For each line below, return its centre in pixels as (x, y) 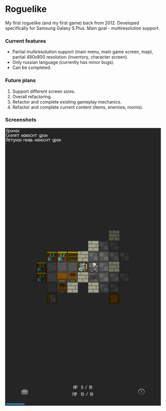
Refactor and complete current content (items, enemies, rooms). (78, 107)
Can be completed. (32, 67)
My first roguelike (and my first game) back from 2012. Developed (72, 23)
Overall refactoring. (32, 96)
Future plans (21, 80)
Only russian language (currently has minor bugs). (63, 62)
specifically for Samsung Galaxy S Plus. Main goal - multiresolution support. (83, 28)
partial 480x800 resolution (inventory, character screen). (70, 57)
